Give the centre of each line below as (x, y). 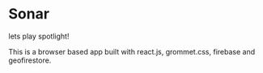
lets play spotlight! (39, 36)
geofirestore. (30, 60)
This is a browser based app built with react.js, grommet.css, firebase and (132, 51)
